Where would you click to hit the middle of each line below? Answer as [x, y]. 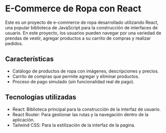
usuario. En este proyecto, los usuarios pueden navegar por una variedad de [83, 33]
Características [29, 59]
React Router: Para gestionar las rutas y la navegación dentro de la [80, 114]
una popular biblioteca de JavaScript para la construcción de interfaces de [82, 27]
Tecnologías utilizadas [41, 97]
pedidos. [14, 43]
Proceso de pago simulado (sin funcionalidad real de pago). [73, 81]
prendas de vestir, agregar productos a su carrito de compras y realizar [78, 38]
